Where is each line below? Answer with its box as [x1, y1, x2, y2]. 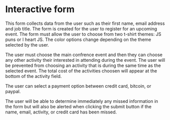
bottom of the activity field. [5, 73, 62, 79]
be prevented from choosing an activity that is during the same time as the [5, 62, 161, 68]
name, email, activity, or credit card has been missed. [5, 109, 117, 115]
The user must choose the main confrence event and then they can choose [5, 52, 163, 58]
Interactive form [5, 4, 75, 15]
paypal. [5, 88, 21, 94]
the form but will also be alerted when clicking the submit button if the [5, 103, 152, 109]
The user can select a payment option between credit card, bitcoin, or [5, 83, 151, 89]
